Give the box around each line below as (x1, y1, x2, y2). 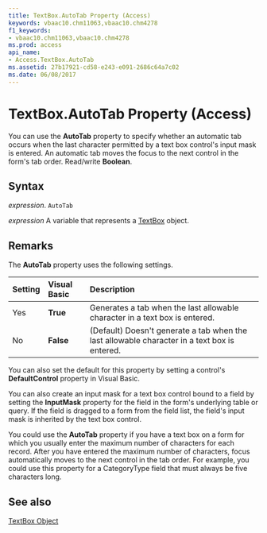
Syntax (8, 180, 44, 193)
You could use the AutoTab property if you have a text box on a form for (8, 430, 245, 439)
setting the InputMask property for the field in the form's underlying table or (8, 398, 258, 407)
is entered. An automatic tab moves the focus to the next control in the (8, 148, 239, 157)
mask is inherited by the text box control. (8, 415, 141, 424)
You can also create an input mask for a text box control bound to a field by (8, 389, 254, 399)
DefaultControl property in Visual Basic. (8, 374, 141, 384)
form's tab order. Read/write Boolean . (8, 156, 133, 166)
